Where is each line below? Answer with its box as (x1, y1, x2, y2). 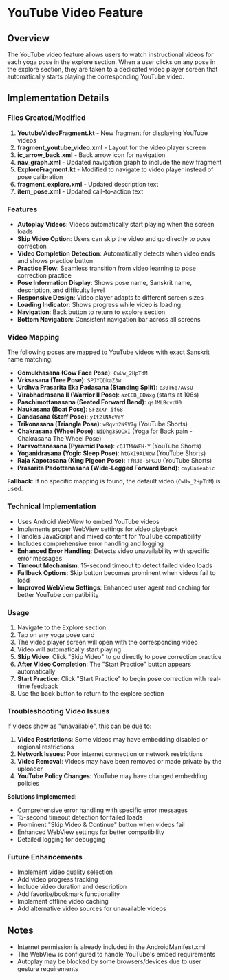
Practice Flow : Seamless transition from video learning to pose (17, 264, 196, 272)
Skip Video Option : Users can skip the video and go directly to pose (17, 234, 211, 242)
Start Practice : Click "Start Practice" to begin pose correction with (17, 674, 206, 682)
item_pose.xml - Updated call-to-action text (17, 187, 144, 196)
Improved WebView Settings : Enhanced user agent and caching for (17, 583, 210, 592)
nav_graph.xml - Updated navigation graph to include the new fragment (17, 158, 222, 166)
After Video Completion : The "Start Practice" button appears (17, 660, 191, 668)
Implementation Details (7, 92, 109, 104)
